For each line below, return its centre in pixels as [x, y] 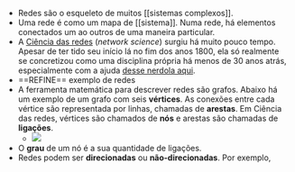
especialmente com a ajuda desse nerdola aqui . [106, 70]
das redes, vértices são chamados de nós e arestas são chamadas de [148, 118]
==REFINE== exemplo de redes [77, 80]
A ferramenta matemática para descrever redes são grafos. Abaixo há [147, 90]
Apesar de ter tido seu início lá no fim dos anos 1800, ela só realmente [148, 51]
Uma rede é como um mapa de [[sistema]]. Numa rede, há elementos [147, 23]
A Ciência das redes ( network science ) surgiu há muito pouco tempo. [147, 41]
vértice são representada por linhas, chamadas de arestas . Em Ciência [150, 109]
